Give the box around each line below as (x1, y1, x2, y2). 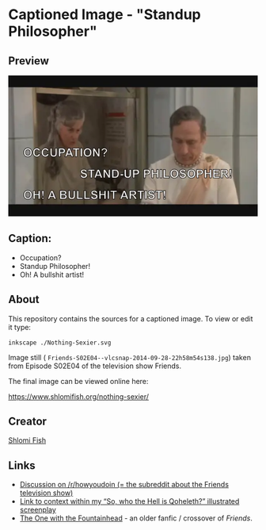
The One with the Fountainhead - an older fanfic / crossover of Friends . (19, 513, 253, 523)
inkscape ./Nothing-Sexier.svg (8, 339, 112, 347)
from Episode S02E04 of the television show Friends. (8, 361, 182, 371)
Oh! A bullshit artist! (19, 270, 85, 279)
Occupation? (19, 252, 62, 263)
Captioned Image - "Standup (8, 6, 202, 24)
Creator (8, 414, 47, 428)
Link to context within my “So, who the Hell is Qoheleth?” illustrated (19, 497, 240, 506)
